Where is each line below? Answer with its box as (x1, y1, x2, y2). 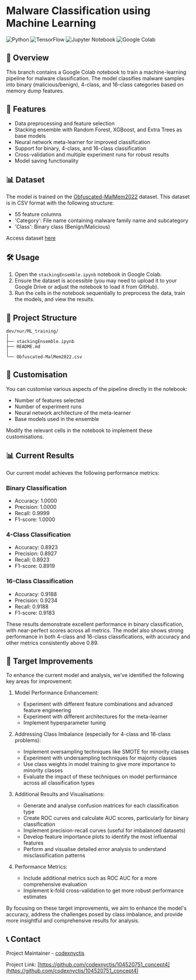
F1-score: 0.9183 (14, 609, 56, 616)
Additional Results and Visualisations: (14, 791, 105, 798)
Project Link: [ (6, 961, 40, 968)
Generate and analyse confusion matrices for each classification (23, 802, 179, 809)
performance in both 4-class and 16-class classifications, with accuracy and (6, 633, 190, 640)
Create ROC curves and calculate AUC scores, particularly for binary (23, 815, 189, 822)
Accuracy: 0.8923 (14, 544, 59, 551)
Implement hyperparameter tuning (23, 719, 106, 726)
